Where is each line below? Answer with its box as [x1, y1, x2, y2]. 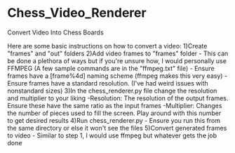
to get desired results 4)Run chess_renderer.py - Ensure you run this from [7, 116, 221, 124]
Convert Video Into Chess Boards [7, 28, 104, 36]
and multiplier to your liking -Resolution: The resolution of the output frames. [7, 93, 229, 102]
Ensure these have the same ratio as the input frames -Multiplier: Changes [7, 101, 222, 109]
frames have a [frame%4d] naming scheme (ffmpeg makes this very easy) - [7, 72, 228, 80]
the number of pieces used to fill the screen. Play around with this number [7, 109, 222, 117]
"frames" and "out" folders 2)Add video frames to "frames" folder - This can [7, 49, 229, 58]
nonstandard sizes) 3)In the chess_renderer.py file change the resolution [7, 86, 217, 95]
